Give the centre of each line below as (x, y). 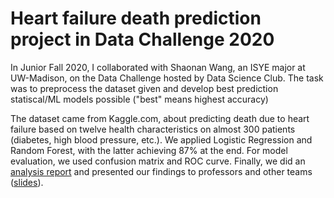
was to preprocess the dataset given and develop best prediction (144, 88)
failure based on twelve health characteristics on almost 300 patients (153, 129)
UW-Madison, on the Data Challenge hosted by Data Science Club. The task (167, 78)
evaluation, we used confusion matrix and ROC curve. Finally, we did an (158, 161)
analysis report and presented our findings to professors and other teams (161, 171)
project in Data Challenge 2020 (142, 39)
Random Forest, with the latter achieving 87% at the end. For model (149, 150)
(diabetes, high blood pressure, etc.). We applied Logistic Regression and (161, 139)
